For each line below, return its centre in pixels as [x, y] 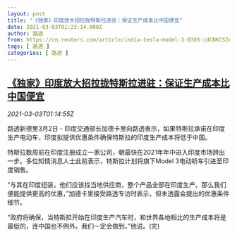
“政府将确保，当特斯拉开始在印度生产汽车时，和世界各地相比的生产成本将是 [117, 217]
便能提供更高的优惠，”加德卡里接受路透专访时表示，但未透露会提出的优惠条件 [119, 193]
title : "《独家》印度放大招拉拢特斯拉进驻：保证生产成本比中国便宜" [95, 20]
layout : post [26, 14]
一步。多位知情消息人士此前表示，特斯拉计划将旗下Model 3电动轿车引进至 [115, 161]
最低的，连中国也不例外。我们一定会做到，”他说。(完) [84, 226]
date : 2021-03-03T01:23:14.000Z [55, 27]
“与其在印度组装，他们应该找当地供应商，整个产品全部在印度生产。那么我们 [117, 184]
